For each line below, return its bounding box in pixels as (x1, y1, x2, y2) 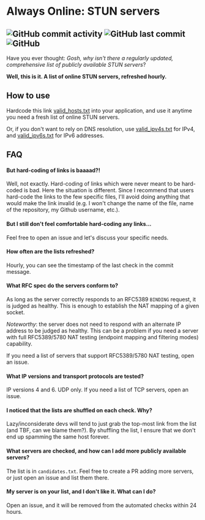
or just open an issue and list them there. (6, 473, 109, 481)
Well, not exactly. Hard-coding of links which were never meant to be (6, 180, 181, 187)
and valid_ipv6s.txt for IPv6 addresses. (6, 132, 105, 139)
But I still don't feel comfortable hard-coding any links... (6, 220, 152, 227)
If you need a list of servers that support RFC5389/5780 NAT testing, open (6, 352, 195, 360)
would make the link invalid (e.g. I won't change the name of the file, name (6, 200, 194, 207)
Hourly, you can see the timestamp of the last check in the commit (6, 262, 174, 269)
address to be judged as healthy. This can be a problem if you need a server (6, 327, 199, 334)
